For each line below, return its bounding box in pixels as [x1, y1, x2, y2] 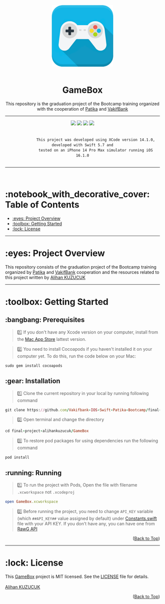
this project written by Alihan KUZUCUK [5, 274, 86, 280]
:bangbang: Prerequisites [5, 316, 85, 324]
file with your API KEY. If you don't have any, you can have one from [17, 520, 155, 526]
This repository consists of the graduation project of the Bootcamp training [5, 264, 157, 270]
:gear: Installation [5, 377, 60, 385]
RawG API [17, 526, 38, 532]
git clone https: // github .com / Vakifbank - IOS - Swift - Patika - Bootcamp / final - [5, 407, 162, 412]
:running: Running [5, 469, 62, 477]
